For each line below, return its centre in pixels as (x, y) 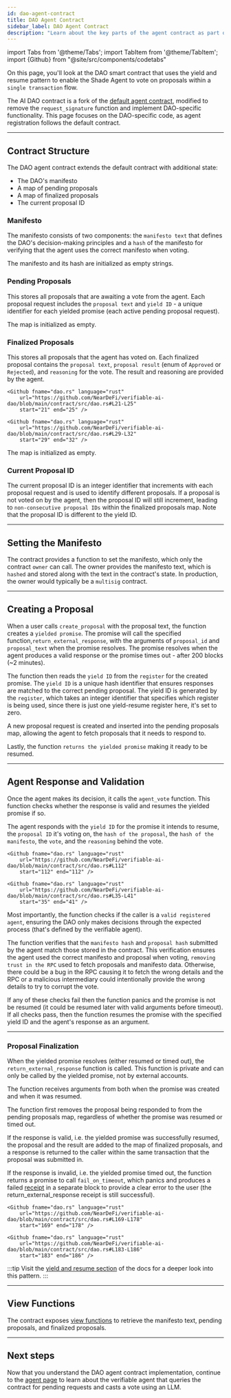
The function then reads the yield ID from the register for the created (108, 676)
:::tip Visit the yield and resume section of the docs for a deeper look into (110, 1268)
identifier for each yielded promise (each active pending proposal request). (113, 311)
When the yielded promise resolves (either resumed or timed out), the (106, 1061)
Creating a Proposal (51, 610)
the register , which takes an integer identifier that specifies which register (113, 698)
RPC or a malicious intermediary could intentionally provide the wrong (106, 979)
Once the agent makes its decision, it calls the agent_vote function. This (109, 798)
